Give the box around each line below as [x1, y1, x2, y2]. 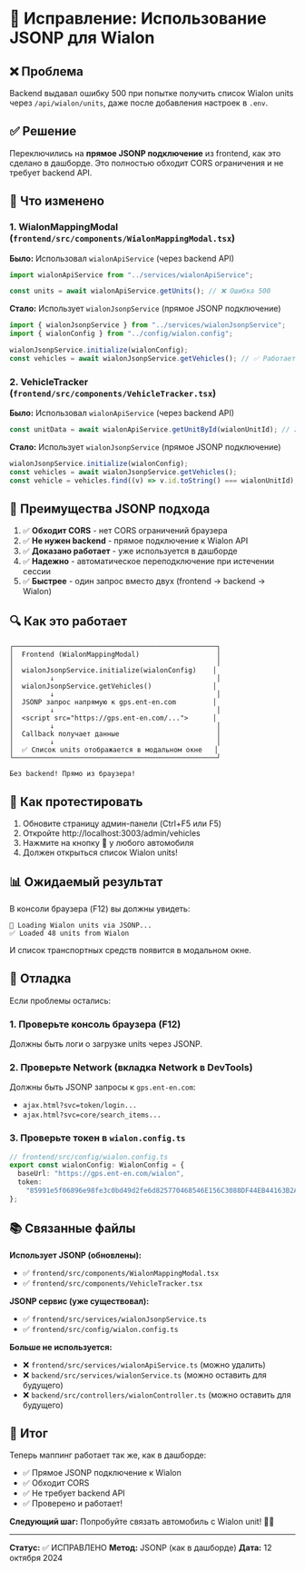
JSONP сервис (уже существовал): [9, 1295, 150, 1307]
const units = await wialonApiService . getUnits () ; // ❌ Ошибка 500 [9, 286, 271, 296]
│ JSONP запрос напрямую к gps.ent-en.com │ [9, 698, 218, 707]
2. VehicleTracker [9, 375, 89, 388]
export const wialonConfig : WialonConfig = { [9, 1160, 184, 1170]
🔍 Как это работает [9, 613, 128, 629]
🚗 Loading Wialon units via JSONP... [9, 920, 152, 930]
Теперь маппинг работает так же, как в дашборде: [9, 1449, 207, 1461]
